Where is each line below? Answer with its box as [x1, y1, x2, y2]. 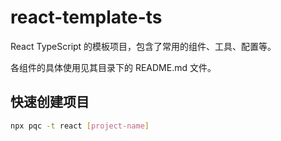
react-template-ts [10, 6, 163, 29]
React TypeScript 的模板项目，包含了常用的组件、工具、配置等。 [10, 40, 277, 52]
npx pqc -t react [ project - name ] [10, 121, 150, 131]
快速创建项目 [10, 94, 90, 111]
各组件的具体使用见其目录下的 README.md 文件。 [10, 61, 217, 73]
